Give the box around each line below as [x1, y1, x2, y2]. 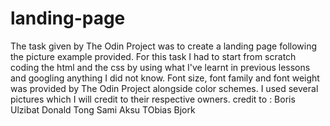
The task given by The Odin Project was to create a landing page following [10, 40, 318, 52]
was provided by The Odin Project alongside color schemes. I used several [10, 82, 319, 94]
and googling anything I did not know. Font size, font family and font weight [10, 72, 320, 84]
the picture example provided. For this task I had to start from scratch [10, 50, 297, 62]
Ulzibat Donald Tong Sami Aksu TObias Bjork [10, 103, 196, 116]
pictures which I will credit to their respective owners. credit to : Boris [10, 93, 296, 105]
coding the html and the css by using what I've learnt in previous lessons [10, 61, 311, 73]
